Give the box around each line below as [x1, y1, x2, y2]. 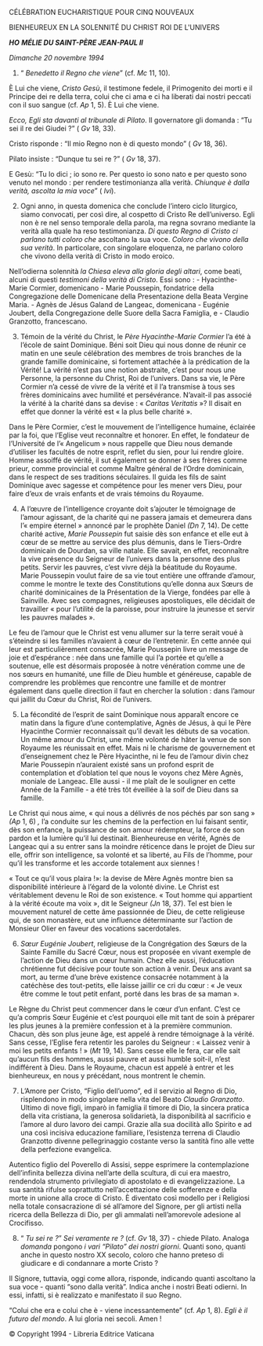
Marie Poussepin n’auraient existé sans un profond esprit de [20, 760, 214, 769]
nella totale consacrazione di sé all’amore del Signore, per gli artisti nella [9, 1202, 242, 1211]
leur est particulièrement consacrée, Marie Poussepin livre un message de [9, 645, 249, 653]
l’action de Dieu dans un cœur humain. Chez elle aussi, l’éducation [20, 956, 235, 965]
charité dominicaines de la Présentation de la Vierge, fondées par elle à [20, 587, 250, 597]
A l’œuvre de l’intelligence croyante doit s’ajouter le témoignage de [20, 504, 236, 514]
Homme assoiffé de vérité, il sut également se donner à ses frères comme [9, 455, 247, 465]
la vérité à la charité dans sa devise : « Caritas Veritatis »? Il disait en [20, 399, 242, 408]
